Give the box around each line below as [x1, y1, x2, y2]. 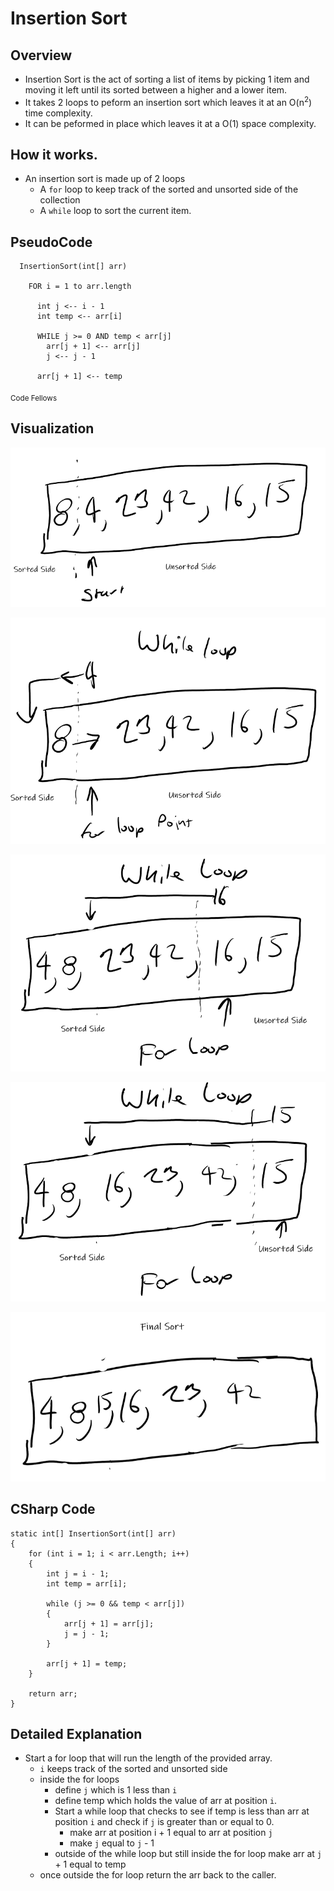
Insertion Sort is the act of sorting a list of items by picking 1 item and [24, 73, 310, 85]
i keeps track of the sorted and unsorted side [39, 1763, 228, 1775]
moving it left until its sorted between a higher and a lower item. [24, 84, 288, 96]
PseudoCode [10, 233, 93, 251]
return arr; [28, 1688, 78, 1699]
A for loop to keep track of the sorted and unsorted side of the [39, 183, 299, 196]
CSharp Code [10, 1501, 96, 1518]
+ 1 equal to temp [54, 1858, 127, 1871]
